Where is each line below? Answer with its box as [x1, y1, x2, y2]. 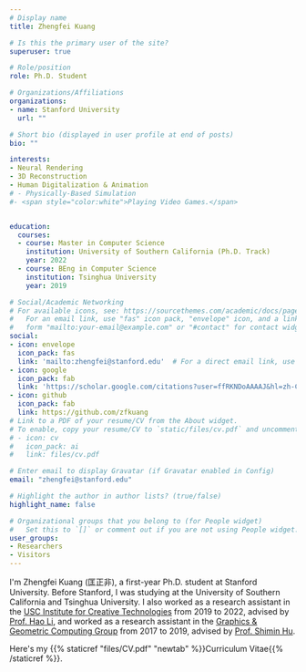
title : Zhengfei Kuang [9, 22, 96, 31]
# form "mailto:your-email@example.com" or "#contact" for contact [9, 323, 280, 333]
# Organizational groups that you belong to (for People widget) [9, 516, 262, 525]
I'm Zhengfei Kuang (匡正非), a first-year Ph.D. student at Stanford [9, 576, 258, 587]
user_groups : [9, 533, 59, 543]
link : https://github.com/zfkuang [17, 408, 148, 417]
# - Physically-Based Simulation [9, 189, 137, 198]
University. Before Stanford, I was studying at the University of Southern [9, 587, 280, 597]
